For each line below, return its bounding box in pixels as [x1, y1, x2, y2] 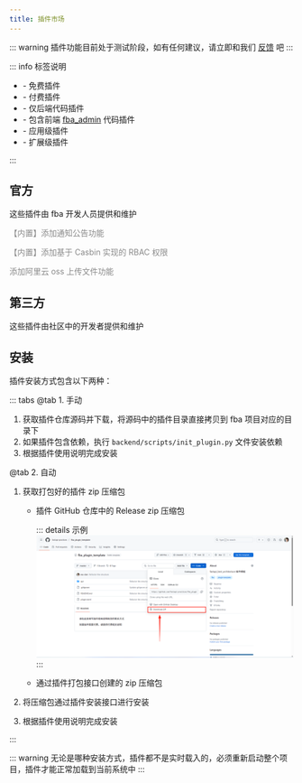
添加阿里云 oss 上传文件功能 [9, 266, 114, 277]
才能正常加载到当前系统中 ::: [40, 763, 146, 774]
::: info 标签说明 [9, 61, 67, 71]
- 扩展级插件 [22, 136, 69, 147]
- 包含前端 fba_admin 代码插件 [22, 114, 135, 125]
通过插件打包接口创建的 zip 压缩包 [35, 677, 163, 688]
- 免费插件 [22, 79, 61, 90]
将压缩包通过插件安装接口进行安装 [22, 696, 150, 707]
